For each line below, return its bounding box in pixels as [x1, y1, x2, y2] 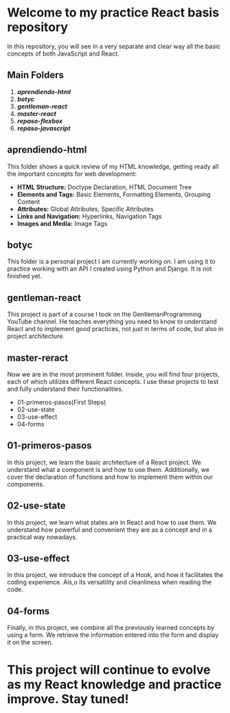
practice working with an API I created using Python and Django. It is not [7, 264, 212, 273]
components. [7, 479, 45, 488]
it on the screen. [7, 638, 54, 646]
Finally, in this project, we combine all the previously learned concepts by [7, 624, 215, 632]
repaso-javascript [16, 124, 71, 132]
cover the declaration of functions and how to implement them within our [7, 473, 214, 481]
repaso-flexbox [16, 117, 63, 125]
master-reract [7, 352, 69, 363]
